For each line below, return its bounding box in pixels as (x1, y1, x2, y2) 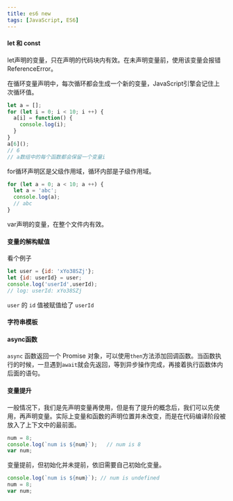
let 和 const (7, 39, 41, 47)
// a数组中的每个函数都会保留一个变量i (7, 154, 106, 161)
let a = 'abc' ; (13, 187, 58, 195)
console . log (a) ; (13, 194, 60, 201)
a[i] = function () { (13, 115, 73, 122)
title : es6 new (7, 10, 51, 17)
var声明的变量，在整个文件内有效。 (7, 220, 107, 228)
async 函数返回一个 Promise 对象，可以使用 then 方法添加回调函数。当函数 (7, 352, 216, 360)
